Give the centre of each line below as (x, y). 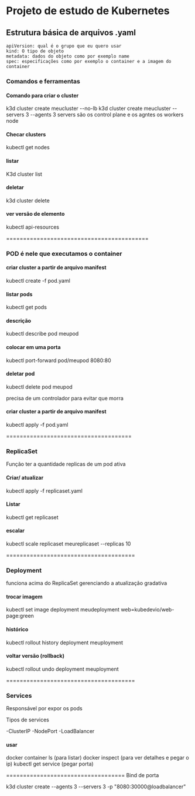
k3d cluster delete (28, 200)
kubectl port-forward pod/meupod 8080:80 (59, 360)
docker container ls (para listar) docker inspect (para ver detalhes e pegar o (97, 758)
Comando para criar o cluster (42, 95)
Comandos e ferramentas (43, 81)
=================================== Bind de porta (83, 775)
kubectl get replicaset (32, 517)
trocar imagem (24, 596)
